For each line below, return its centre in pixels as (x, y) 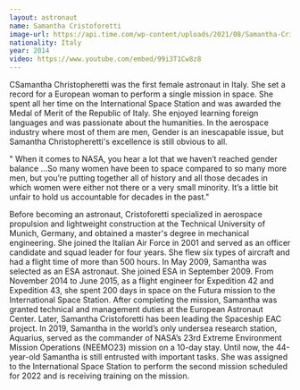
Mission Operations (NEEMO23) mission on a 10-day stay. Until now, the (142, 347)
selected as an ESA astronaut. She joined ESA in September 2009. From (142, 271)
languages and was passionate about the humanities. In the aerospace (139, 123)
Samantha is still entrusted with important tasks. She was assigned (165, 357)
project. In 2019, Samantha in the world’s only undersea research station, (143, 328)
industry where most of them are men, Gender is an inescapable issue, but (146, 132)
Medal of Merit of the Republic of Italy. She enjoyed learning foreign (134, 113)
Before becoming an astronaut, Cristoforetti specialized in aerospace (136, 214)
